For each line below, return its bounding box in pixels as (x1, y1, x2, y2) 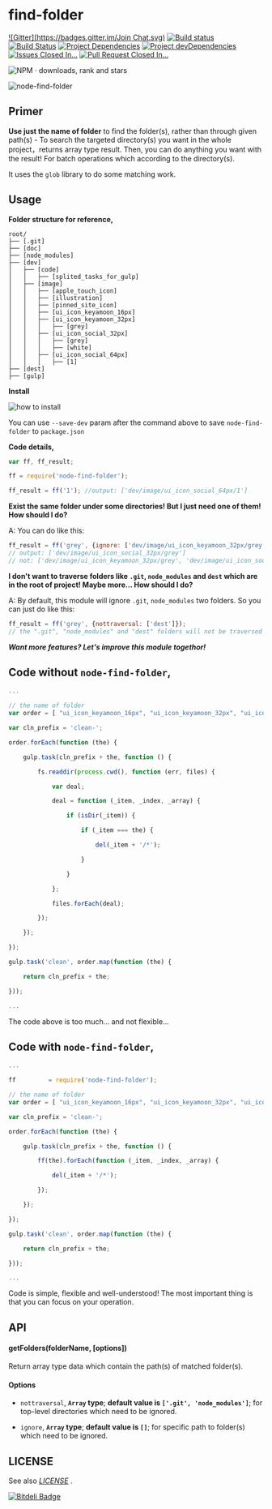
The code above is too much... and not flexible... (8, 1016, 169, 1027)
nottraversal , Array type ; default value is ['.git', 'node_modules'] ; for (19, 1398, 263, 1408)
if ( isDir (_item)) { (66, 812, 136, 820)
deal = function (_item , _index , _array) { (51, 797, 201, 805)
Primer (8, 105, 44, 118)
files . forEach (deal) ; (51, 899, 125, 907)
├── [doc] (8, 244, 42, 252)
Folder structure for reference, (8, 214, 113, 224)
